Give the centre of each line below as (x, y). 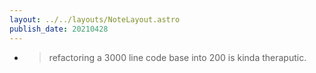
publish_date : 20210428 (59, 29)
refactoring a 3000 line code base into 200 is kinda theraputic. (177, 57)
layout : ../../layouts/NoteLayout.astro (95, 19)
